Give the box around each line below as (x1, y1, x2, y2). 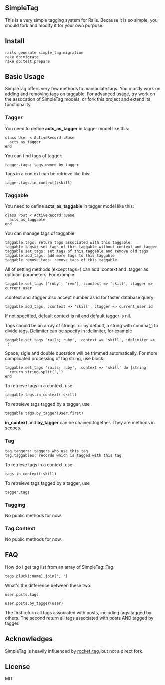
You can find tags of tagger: (5, 152, 63, 159)
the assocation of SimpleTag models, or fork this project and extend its (5, 96, 151, 102)
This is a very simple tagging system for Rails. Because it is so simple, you (5, 17, 158, 23)
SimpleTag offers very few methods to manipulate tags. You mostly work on (5, 86, 161, 92)
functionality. (5, 102, 32, 108)
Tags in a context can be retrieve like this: (5, 171, 91, 176)
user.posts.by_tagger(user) (5, 601, 64, 606)
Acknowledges (5, 635, 53, 643)
